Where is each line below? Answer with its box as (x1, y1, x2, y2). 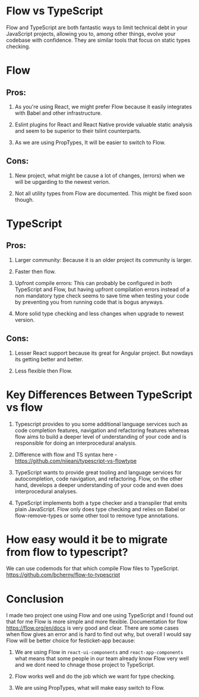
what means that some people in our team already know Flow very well (14, 655, 189, 662)
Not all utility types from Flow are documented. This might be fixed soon (14, 189, 192, 197)
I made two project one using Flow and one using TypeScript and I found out (6, 612, 194, 619)
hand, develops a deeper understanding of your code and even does (14, 481, 183, 489)
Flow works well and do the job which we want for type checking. (14, 673, 175, 680)
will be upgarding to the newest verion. (14, 178, 110, 185)
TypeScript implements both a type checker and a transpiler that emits (14, 499, 188, 507)
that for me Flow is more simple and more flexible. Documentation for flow (6, 618, 188, 626)
